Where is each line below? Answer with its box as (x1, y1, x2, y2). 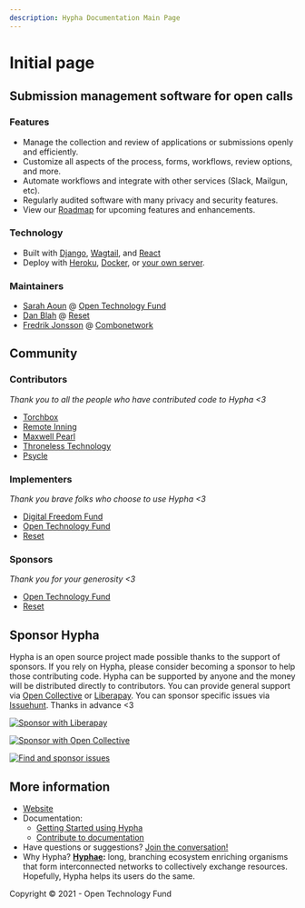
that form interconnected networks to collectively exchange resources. (22, 861, 288, 872)
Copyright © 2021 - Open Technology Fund (9, 888, 172, 899)
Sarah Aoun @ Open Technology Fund (22, 301, 166, 312)
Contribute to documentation (35, 833, 145, 843)
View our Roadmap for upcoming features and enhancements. (22, 204, 256, 215)
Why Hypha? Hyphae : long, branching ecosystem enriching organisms (22, 852, 289, 862)
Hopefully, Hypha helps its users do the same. (22, 871, 195, 882)
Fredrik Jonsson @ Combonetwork (22, 320, 154, 331)
